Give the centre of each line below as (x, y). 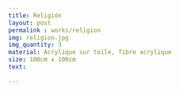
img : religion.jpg (38, 37)
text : (17, 67)
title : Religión (35, 15)
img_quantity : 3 (35, 45)
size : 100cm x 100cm (42, 60)
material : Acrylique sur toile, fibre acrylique (90, 52)
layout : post (30, 23)
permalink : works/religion (55, 30)
